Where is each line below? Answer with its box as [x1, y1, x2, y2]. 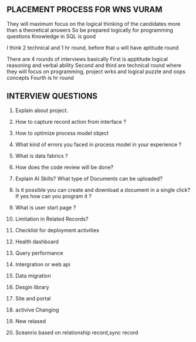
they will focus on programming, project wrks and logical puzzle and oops [6, 67, 185, 75]
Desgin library [15, 283, 49, 290]
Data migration [15, 272, 52, 279]
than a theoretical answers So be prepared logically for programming [6, 26, 174, 33]
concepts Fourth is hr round [6, 74, 74, 81]
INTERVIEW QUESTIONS [6, 91, 98, 101]
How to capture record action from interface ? [15, 118, 127, 125]
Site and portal [15, 294, 51, 302]
